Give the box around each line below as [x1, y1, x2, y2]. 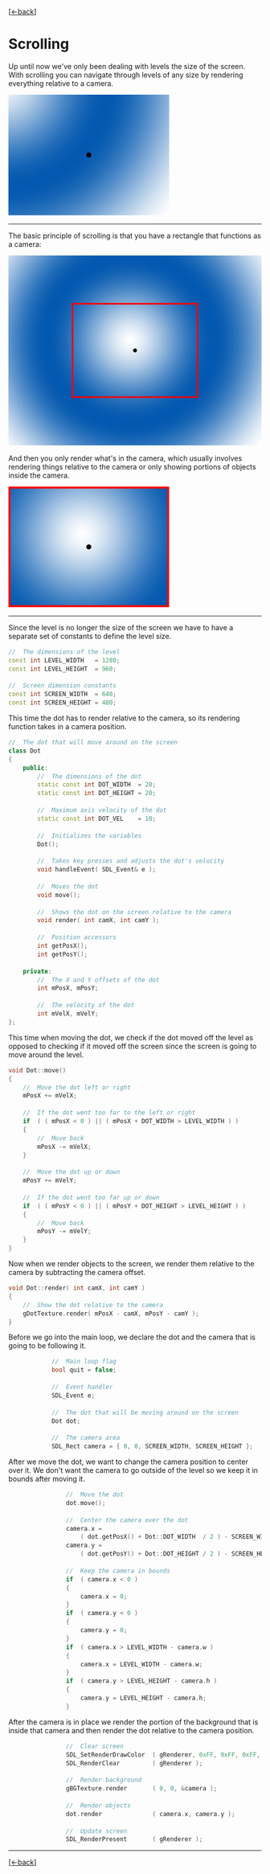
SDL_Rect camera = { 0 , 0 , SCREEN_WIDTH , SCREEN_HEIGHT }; [51, 1442, 253, 1450]
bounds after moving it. [8, 1474, 86, 1484]
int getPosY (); [37, 950, 88, 958]
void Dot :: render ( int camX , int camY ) [8, 1284, 146, 1293]
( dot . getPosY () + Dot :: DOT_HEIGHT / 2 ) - [80, 1550, 228, 1558]
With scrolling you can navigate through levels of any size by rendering [8, 70, 243, 80]
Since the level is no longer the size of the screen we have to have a [8, 622, 234, 632]
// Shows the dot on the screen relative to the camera [37, 908, 231, 916]
